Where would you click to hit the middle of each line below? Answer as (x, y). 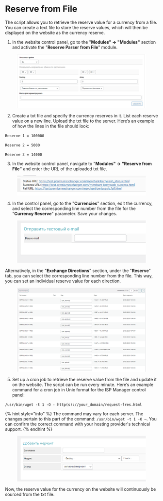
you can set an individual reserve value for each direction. (63, 281)
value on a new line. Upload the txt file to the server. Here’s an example (83, 121)
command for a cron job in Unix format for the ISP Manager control (79, 389)
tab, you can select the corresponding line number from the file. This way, (79, 275)
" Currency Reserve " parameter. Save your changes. (65, 213)
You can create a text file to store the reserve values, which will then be (76, 27)
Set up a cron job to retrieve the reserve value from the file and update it (84, 379)
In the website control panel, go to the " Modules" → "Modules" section (84, 42)
